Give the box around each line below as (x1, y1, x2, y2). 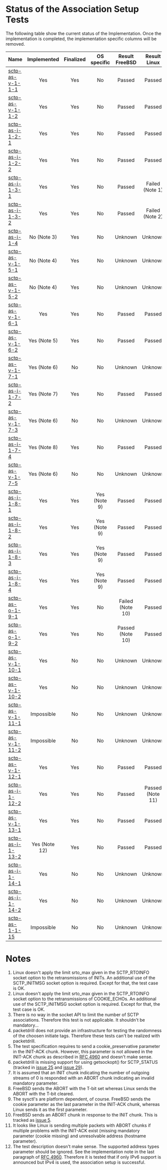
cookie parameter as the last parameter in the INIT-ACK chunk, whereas (12, 1101, 160, 1107)
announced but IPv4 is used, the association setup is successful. (12, 1159, 146, 1165)
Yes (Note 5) (28, 337, 58, 344)
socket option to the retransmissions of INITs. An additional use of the (12, 975, 156, 980)
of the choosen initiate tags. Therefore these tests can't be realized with (12, 1033, 160, 1039)
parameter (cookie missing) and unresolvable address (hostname (12, 1133, 146, 1139)
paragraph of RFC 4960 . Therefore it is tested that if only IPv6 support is (12, 1154, 162, 1160)
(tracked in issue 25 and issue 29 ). (12, 1064, 84, 1070)
